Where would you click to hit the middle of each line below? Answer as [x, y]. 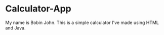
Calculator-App [38, 9]
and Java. [15, 27]
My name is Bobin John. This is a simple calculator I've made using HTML [82, 22]
